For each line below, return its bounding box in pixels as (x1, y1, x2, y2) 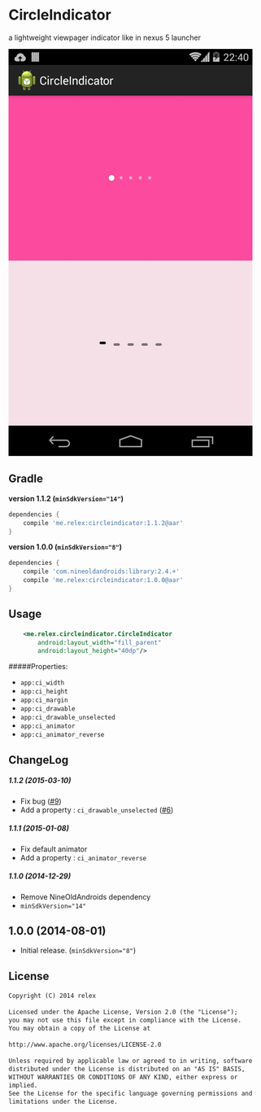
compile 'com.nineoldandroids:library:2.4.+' (23, 567, 181, 576)
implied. (8, 1081, 38, 1090)
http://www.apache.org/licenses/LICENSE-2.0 (8, 1040, 162, 1049)
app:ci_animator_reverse (20, 731, 105, 739)
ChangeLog (8, 753, 69, 767)
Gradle (8, 472, 43, 486)
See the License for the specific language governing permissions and (8, 1089, 253, 1098)
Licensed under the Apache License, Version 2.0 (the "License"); (8, 1008, 238, 1017)
